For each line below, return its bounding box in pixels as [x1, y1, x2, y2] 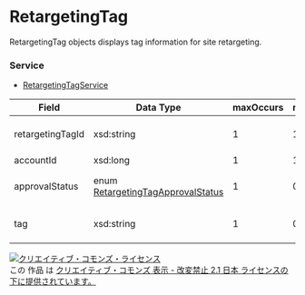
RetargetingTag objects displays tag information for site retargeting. [9, 36, 262, 47]
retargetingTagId [14, 128, 84, 141]
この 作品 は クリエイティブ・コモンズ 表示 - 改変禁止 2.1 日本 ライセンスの [9, 265, 289, 276]
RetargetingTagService [22, 80, 109, 91]
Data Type [135, 102, 182, 114]
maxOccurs [232, 102, 284, 114]
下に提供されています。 [9, 276, 97, 287]
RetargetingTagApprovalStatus [93, 186, 224, 199]
